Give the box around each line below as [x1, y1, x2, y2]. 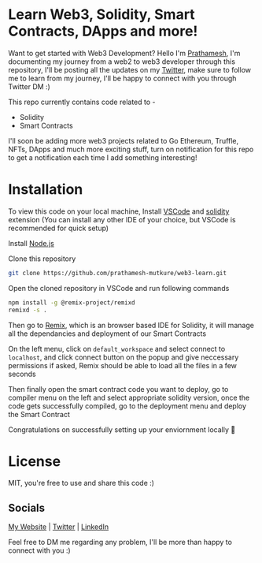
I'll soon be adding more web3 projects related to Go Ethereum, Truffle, [8, 136, 239, 145]
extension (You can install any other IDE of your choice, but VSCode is [8, 214, 236, 224]
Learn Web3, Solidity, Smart [8, 6, 195, 24]
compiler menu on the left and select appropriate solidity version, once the [8, 393, 250, 402]
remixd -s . [8, 306, 47, 314]
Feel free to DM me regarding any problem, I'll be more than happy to [8, 538, 232, 547]
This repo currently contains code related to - [8, 97, 156, 106]
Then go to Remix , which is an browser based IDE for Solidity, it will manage [8, 320, 254, 330]
